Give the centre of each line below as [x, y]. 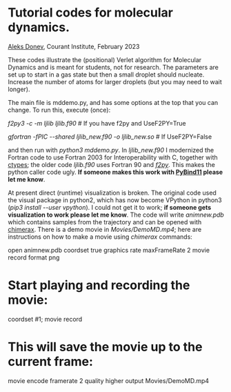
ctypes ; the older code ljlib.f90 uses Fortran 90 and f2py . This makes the [112, 164]
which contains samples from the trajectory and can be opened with [105, 222]
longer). [19, 89]
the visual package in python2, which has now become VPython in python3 [115, 200]
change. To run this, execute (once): [59, 110]
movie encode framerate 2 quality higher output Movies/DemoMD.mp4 [109, 380]
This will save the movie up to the [105, 347]
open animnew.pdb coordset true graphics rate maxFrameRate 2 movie [109, 250]
